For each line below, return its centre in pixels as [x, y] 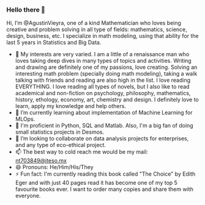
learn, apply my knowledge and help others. [71, 106]
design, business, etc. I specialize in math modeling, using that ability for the [102, 36]
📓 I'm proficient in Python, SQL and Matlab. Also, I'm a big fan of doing [104, 126]
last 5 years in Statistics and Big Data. [54, 43]
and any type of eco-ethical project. [60, 145]
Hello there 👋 [26, 10]
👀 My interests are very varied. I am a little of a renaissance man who [102, 54]
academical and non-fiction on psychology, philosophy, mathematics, [103, 93]
